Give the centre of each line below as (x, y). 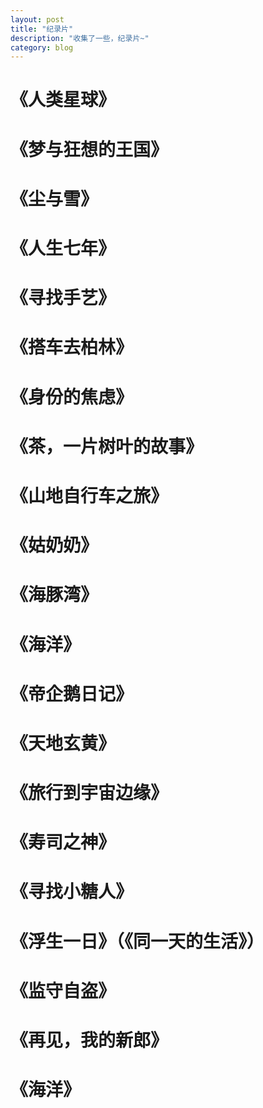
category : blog (42, 47)
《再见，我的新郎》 (89, 1040)
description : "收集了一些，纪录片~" (80, 38)
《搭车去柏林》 (72, 347)
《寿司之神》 (63, 842)
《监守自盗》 (63, 990)
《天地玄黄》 (63, 743)
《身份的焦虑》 (72, 397)
